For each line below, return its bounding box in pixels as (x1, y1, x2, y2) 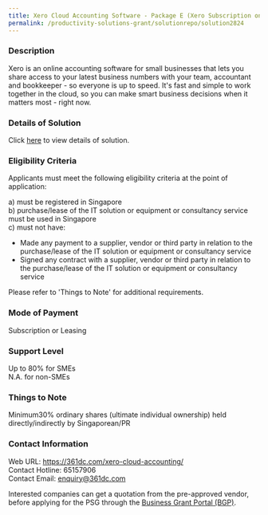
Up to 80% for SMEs (8, 364, 76, 373)
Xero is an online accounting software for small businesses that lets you (8, 63, 245, 73)
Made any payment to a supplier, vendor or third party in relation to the (19, 238, 253, 248)
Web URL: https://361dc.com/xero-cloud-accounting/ (8, 456, 184, 466)
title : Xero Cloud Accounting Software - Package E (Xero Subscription (8, 11, 251, 20)
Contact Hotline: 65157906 (8, 465, 97, 474)
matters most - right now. (8, 97, 92, 107)
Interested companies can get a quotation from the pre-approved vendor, (8, 489, 250, 498)
